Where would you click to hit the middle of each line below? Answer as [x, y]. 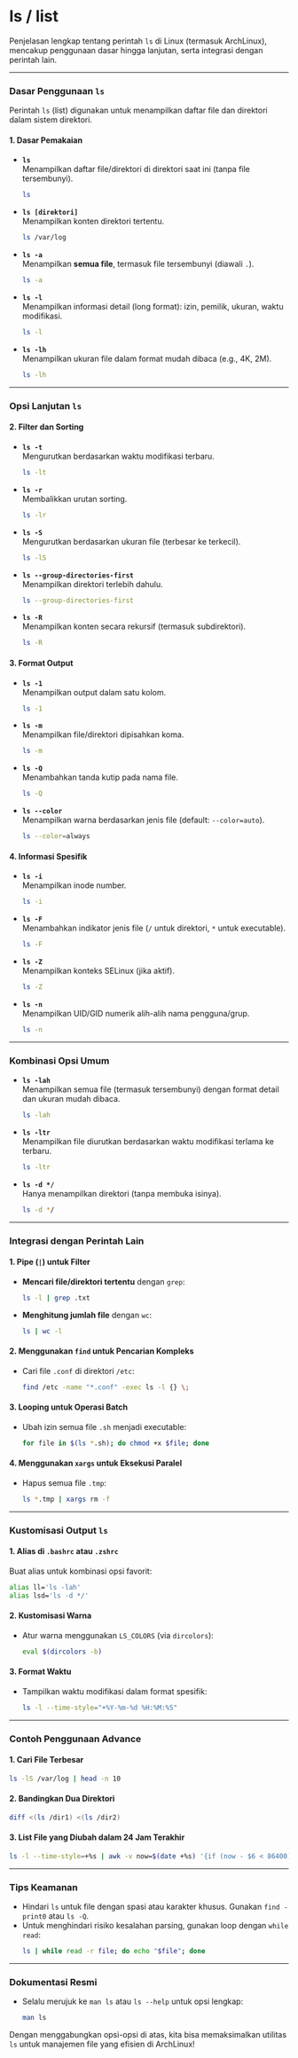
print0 [34, 1917]
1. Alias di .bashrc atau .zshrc [64, 1551]
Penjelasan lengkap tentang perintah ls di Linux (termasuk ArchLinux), [138, 41]
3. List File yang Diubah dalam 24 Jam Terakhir [97, 1837]
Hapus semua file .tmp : [64, 1482]
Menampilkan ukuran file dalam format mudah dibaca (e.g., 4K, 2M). [147, 358]
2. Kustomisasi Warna [51, 1615]
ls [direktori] [50, 213]
